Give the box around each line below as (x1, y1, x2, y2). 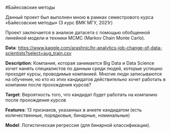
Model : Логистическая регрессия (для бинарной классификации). (5, 122, 151, 128)
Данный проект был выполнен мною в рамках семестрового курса (5, 14, 154, 20)
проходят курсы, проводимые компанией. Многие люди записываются (5, 71, 162, 77)
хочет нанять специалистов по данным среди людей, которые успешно (5, 66, 163, 71)
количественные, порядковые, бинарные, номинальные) (5, 112, 130, 118)
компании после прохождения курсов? (5, 82, 91, 88)
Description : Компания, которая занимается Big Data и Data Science (5, 60, 155, 66)
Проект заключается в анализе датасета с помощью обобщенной (5, 30, 150, 35)
